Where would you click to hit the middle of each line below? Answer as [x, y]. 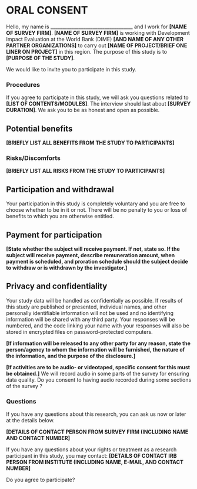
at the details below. [30, 421]
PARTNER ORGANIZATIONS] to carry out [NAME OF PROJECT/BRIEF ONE [97, 45]
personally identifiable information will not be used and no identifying [90, 313]
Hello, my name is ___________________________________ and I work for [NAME [96, 27]
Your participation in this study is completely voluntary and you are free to [96, 204]
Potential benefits [39, 128]
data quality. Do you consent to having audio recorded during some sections [99, 380]
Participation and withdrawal [60, 189]
